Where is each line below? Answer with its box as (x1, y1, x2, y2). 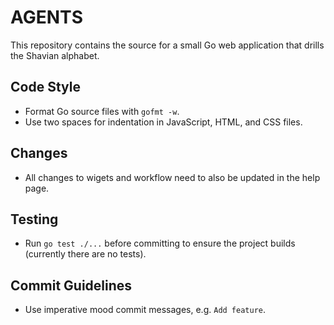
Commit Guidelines (10, 277, 133, 294)
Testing (10, 211, 59, 228)
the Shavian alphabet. (10, 49, 100, 61)
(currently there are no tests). (24, 248, 147, 260)
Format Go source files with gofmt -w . (24, 105, 180, 117)
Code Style (10, 79, 81, 96)
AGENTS (10, 6, 83, 29)
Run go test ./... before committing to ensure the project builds (24, 237, 296, 250)
